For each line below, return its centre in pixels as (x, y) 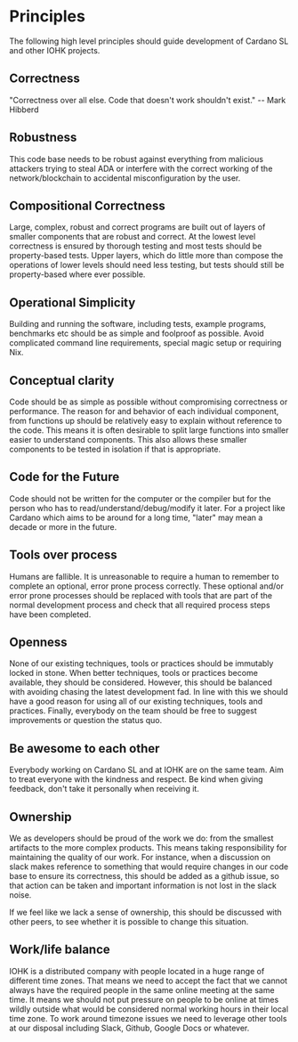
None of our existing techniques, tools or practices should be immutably (141, 663)
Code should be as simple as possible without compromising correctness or (149, 402)
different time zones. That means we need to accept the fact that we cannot (148, 981)
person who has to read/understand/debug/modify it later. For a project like (147, 508)
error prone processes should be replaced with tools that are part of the (141, 595)
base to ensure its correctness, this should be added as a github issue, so (145, 876)
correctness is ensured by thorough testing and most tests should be (136, 246)
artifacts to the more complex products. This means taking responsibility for (148, 848)
